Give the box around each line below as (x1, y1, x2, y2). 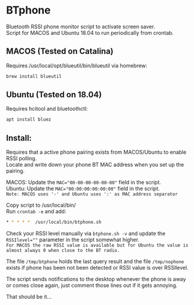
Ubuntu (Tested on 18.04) (6, 89, 102, 100)
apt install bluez (6, 117, 51, 122)
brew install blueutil (6, 73, 62, 79)
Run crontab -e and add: (6, 208, 67, 215)
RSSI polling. (6, 155, 37, 162)
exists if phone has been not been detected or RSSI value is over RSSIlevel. (6, 264, 189, 271)
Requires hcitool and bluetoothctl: (6, 105, 88, 112)
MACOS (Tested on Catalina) (6, 47, 114, 57)
